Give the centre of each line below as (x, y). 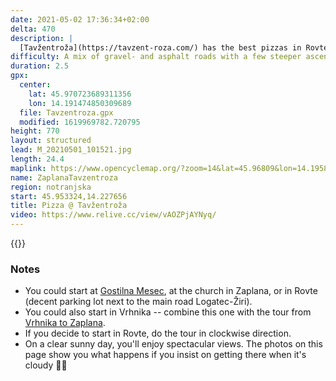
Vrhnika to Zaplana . (65, 323)
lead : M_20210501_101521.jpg (71, 150)
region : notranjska (51, 187)
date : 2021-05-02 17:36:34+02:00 (80, 19)
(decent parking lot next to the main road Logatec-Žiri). (138, 302)
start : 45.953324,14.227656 (69, 196)
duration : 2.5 (40, 66)
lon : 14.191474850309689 (80, 103)
